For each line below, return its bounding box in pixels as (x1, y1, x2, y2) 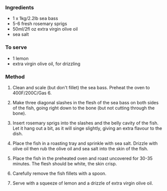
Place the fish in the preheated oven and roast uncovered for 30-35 (12, 155, 153, 161)
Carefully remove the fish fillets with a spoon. (12, 170, 107, 176)
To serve (5, 44, 27, 51)
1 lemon (12, 55, 29, 61)
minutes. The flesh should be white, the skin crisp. (12, 160, 117, 166)
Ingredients (5, 4, 34, 11)
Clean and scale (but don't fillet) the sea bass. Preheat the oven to (12, 84, 150, 90)
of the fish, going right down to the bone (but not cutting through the (12, 105, 155, 111)
